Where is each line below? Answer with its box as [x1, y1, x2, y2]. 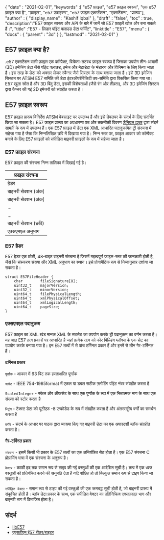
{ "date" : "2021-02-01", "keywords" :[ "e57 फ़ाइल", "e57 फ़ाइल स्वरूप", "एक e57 [5, 4, 157, 10]
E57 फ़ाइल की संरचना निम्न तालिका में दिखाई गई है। [5, 160, 87, 165]
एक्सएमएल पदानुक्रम [5, 320, 41, 327]
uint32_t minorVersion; [14, 287, 69, 293]
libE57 [12, 524, 25, 530]
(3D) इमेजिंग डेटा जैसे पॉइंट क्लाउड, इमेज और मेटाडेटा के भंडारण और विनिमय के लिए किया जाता [5, 64, 155, 70]
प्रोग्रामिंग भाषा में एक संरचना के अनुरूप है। [5, 455, 69, 460]
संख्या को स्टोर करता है [5, 396, 41, 402]
